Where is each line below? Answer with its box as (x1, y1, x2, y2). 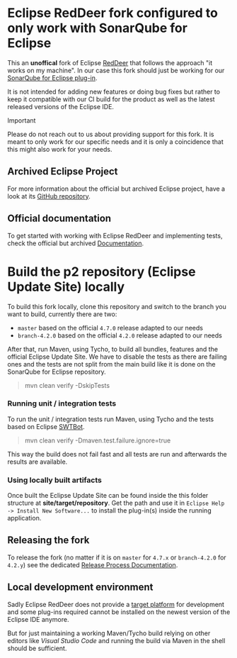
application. (7, 514, 42, 523)
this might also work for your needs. (7, 145, 112, 153)
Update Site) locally (7, 279, 125, 295)
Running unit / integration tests (7, 398, 117, 408)
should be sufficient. (7, 644, 67, 652)
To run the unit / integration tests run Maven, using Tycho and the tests (7, 415, 214, 423)
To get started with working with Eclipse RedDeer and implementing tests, (7, 231, 223, 240)
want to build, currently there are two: (7, 310, 117, 318)
